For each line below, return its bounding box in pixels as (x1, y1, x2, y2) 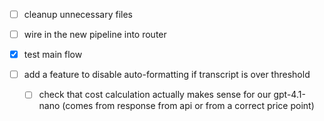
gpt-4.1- (273, 89, 306, 101)
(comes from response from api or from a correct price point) (62, 100, 315, 112)
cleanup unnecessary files (23, 9, 133, 20)
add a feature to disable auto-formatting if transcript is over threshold (23, 69, 311, 81)
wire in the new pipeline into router (23, 29, 167, 41)
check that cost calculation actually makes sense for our (38, 89, 272, 101)
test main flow (23, 49, 83, 61)
